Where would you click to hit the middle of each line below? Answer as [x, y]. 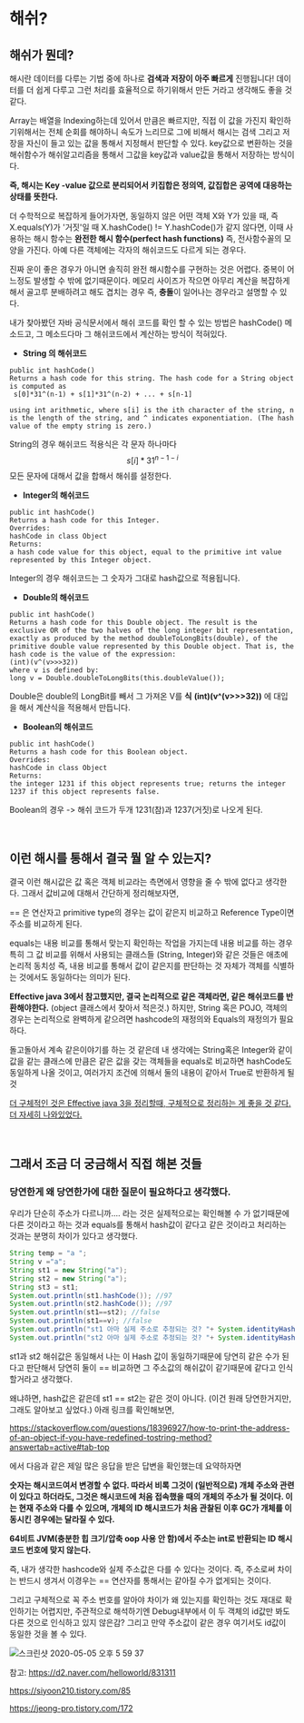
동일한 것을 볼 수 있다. [48, 1634]
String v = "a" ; [38, 1262]
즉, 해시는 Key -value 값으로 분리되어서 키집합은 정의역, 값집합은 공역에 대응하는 [151, 185]
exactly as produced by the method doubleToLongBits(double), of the [144, 638]
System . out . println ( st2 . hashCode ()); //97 [91, 1304]
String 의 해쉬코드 [55, 353]
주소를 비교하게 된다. [46, 924]
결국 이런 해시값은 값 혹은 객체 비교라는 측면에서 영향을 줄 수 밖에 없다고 [136, 882]
